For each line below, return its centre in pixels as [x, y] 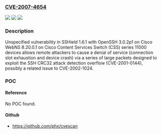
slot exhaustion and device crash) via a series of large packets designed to [81, 57]
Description [19, 31]
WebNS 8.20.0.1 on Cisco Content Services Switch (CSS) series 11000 [76, 47]
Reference [16, 93]
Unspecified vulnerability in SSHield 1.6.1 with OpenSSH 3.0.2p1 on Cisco [79, 42]
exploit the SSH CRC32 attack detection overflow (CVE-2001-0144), [74, 63]
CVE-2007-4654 [26, 7]
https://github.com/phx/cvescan [45, 126]
